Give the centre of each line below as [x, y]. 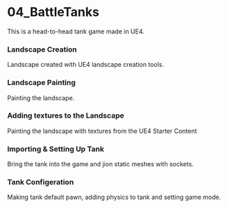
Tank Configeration [41, 182]
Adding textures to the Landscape [66, 115]
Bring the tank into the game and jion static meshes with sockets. [100, 164]
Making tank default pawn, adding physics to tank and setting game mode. [114, 197]
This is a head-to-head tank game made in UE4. [76, 31]
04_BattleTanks [53, 12]
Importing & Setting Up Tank [56, 149]
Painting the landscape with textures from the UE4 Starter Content [102, 131]
